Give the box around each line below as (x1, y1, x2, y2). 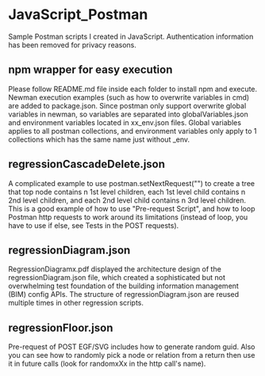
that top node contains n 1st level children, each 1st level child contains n (8, 187, 246, 196)
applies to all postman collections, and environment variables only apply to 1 (8, 126, 257, 135)
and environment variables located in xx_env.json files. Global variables (8, 117, 242, 127)
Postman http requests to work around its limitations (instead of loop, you (8, 212, 248, 222)
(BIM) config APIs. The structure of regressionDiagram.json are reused (8, 290, 240, 299)
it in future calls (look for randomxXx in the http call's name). (8, 359, 206, 369)
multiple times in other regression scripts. (8, 298, 144, 308)
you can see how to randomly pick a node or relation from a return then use (8, 351, 255, 360)
